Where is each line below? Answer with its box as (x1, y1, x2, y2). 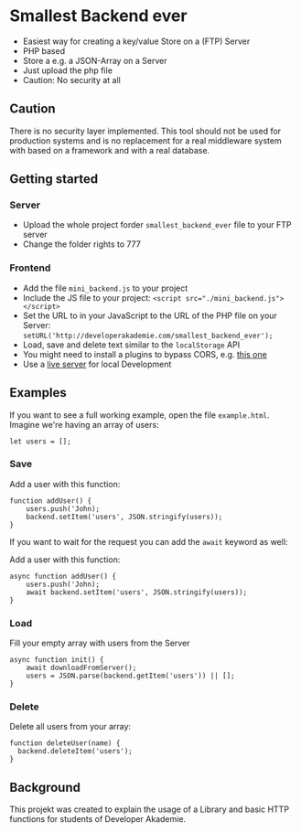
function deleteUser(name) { (9, 739, 121, 748)
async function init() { (9, 656, 104, 665)
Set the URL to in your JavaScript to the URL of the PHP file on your (22, 310, 277, 321)
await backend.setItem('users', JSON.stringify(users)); (26, 587, 248, 597)
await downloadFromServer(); (26, 664, 137, 673)
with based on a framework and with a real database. (9, 144, 210, 155)
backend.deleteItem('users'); (17, 747, 133, 756)
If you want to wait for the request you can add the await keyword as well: (9, 536, 288, 547)
